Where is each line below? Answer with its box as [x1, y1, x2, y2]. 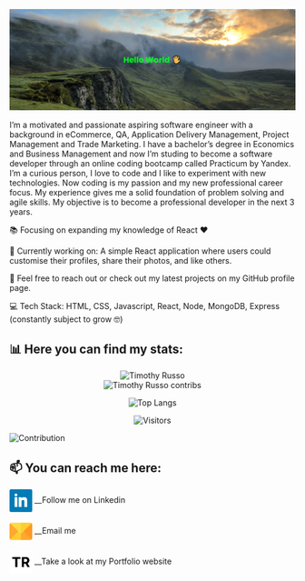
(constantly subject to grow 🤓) [9, 314, 123, 325]
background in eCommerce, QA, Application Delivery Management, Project [9, 128, 290, 140]
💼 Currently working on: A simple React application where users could [9, 245, 271, 256]
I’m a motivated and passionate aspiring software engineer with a [9, 119, 254, 130]
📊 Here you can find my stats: [9, 342, 183, 357]
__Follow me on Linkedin [34, 495, 125, 506]
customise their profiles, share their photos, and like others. [9, 255, 232, 265]
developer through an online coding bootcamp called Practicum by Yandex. [9, 157, 291, 168]
